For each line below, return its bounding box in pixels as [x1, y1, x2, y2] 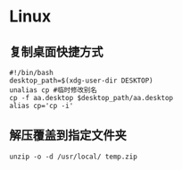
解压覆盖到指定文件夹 [9, 128, 127, 143]
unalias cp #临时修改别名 [9, 86, 98, 95]
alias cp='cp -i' [9, 101, 74, 110]
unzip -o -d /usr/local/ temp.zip [9, 152, 138, 161]
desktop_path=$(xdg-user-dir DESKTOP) [9, 76, 153, 85]
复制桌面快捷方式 [9, 44, 103, 59]
